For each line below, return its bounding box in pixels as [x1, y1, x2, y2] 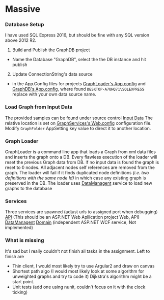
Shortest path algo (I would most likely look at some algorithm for [12, 268, 144, 274]
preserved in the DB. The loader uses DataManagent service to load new [5, 180, 152, 186]
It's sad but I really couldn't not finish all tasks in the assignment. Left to [5, 248, 150, 254]
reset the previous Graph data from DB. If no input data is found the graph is [5, 159, 159, 166]
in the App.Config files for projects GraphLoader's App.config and [12, 81, 146, 87]
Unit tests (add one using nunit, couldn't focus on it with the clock [12, 284, 146, 290]
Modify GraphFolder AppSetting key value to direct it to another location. [5, 125, 151, 131]
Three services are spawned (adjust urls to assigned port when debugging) [5, 209, 158, 215]
